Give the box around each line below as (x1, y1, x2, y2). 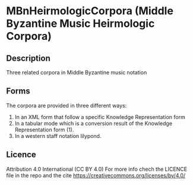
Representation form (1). (14, 126, 74, 133)
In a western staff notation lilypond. (14, 132, 102, 139)
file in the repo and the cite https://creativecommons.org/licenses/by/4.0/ (6, 171, 186, 179)
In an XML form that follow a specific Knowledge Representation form (14, 113, 185, 120)
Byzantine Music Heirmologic (6, 17, 155, 30)
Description (6, 53, 50, 63)
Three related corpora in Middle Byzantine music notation (6, 69, 147, 76)
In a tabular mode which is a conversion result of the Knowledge (14, 120, 173, 127)
